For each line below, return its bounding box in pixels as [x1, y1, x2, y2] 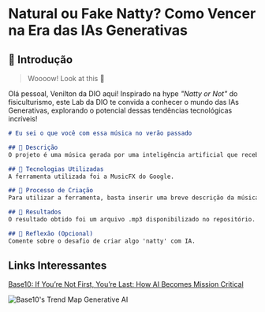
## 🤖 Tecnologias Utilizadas [8, 165, 104, 173]
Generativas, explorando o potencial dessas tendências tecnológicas [8, 106, 233, 115]
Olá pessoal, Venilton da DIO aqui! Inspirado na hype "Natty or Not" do [8, 89, 238, 98]
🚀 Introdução [8, 53, 73, 66]
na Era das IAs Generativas [8, 21, 188, 39]
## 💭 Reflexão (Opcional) [8, 229, 93, 237]
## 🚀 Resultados [8, 208, 62, 217]
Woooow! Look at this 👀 [27, 74, 105, 83]
